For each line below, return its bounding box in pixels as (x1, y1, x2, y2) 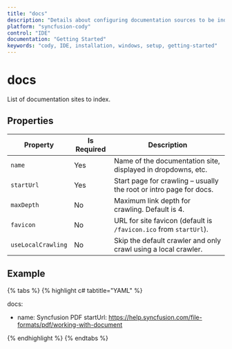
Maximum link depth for (113, 195, 191, 205)
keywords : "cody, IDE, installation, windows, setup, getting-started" (7, 42, 217, 49)
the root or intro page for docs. (113, 184, 214, 194)
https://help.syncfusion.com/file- (108, 313, 202, 321)
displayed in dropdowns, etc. (113, 164, 208, 174)
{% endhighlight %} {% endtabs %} (7, 334, 108, 342)
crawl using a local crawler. (113, 244, 203, 253)
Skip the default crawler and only (113, 235, 222, 245)
